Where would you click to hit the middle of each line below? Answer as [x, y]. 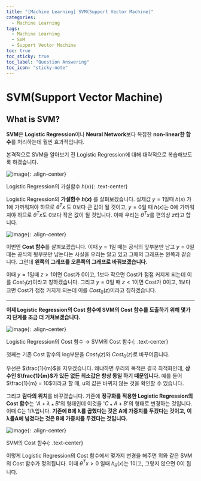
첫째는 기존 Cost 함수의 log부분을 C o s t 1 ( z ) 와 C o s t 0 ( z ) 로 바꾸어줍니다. [88, 355]
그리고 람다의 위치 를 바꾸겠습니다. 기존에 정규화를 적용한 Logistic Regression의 [100, 396]
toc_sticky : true [28, 56]
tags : [13, 28]
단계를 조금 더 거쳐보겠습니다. [46, 317]
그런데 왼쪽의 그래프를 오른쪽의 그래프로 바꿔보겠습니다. [83, 261]
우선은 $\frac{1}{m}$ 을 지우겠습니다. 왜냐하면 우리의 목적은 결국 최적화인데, [95, 368]
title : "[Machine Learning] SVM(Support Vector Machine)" [80, 12]
